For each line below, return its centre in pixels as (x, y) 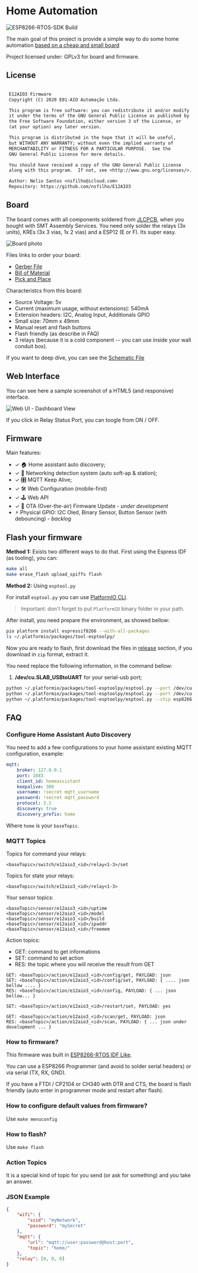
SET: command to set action (49, 958)
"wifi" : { (29, 1215)
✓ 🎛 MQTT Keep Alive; (43, 480)
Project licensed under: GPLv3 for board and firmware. (73, 56)
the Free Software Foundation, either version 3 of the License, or (95, 122)
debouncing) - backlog (43, 519)
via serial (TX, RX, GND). (36, 1072)
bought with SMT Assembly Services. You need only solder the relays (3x (96, 225)
